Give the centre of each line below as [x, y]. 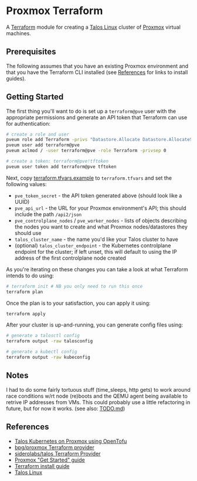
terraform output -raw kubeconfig [48, 357]
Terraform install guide [42, 466]
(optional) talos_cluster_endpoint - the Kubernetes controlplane [93, 245]
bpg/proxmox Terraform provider [55, 447]
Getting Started [35, 97]
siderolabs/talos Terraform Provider [57, 453]
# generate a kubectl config [42, 352]
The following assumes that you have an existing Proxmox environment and [97, 66]
